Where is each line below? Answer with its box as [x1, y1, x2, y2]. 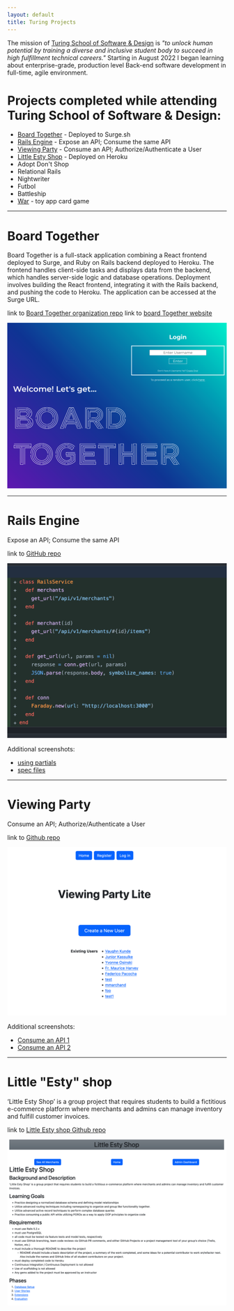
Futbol [17, 182, 36, 191]
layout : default [7, 11, 54, 18]
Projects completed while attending [7, 93, 217, 108]
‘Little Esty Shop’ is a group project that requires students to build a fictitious [7, 1097, 226, 1105]
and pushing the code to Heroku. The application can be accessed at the [7, 288, 217, 296]
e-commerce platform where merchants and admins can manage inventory [7, 1105, 223, 1113]
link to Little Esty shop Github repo [7, 1126, 107, 1134]
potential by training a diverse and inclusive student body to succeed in [7, 46, 213, 54]
